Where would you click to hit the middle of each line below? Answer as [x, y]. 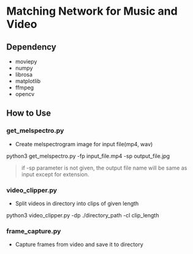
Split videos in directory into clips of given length [77, 203]
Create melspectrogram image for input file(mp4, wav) [84, 144]
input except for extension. [55, 174]
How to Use [29, 114]
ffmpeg [25, 88]
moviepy [26, 62]
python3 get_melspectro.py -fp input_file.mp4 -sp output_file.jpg [88, 156]
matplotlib [28, 81]
